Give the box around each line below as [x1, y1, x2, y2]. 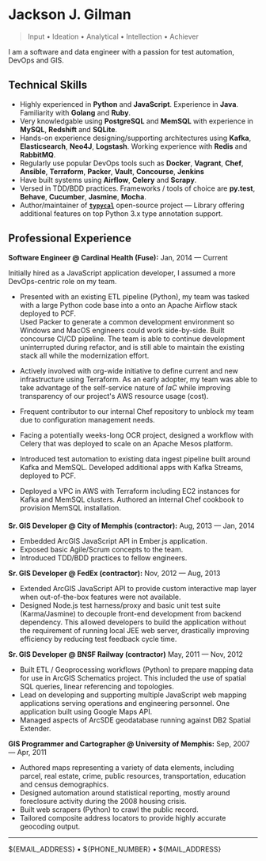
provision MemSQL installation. [19, 503, 121, 512]
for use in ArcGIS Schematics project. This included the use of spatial [19, 673, 247, 683]
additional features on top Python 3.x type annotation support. [19, 208, 223, 218]
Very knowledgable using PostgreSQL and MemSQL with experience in [19, 116, 253, 126]
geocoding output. [19, 821, 81, 832]
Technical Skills [8, 78, 88, 92]
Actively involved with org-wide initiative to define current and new [19, 366, 239, 375]
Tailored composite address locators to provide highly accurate [19, 814, 226, 823]
